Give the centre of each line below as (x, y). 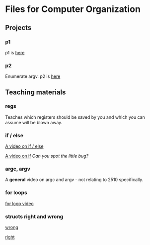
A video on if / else (24, 146)
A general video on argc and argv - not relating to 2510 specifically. (74, 180)
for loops (16, 193)
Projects (18, 28)
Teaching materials (36, 92)
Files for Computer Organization (73, 9)
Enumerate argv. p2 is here (33, 76)
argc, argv (18, 169)
